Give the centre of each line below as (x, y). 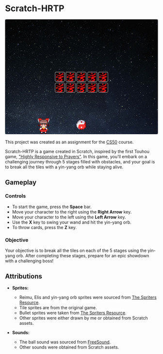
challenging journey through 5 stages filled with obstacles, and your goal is (80, 162)
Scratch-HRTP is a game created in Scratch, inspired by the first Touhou (77, 152)
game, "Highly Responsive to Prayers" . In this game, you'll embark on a (76, 157)
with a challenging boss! (29, 261)
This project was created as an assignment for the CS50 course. (69, 142)
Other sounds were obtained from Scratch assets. (69, 347)
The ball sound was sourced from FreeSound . (65, 342)
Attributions (24, 276)
